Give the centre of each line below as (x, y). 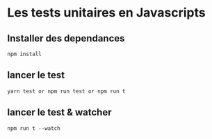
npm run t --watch (34, 128)
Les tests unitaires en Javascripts (107, 13)
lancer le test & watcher (59, 112)
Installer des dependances (66, 38)
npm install (24, 54)
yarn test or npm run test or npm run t (67, 91)
